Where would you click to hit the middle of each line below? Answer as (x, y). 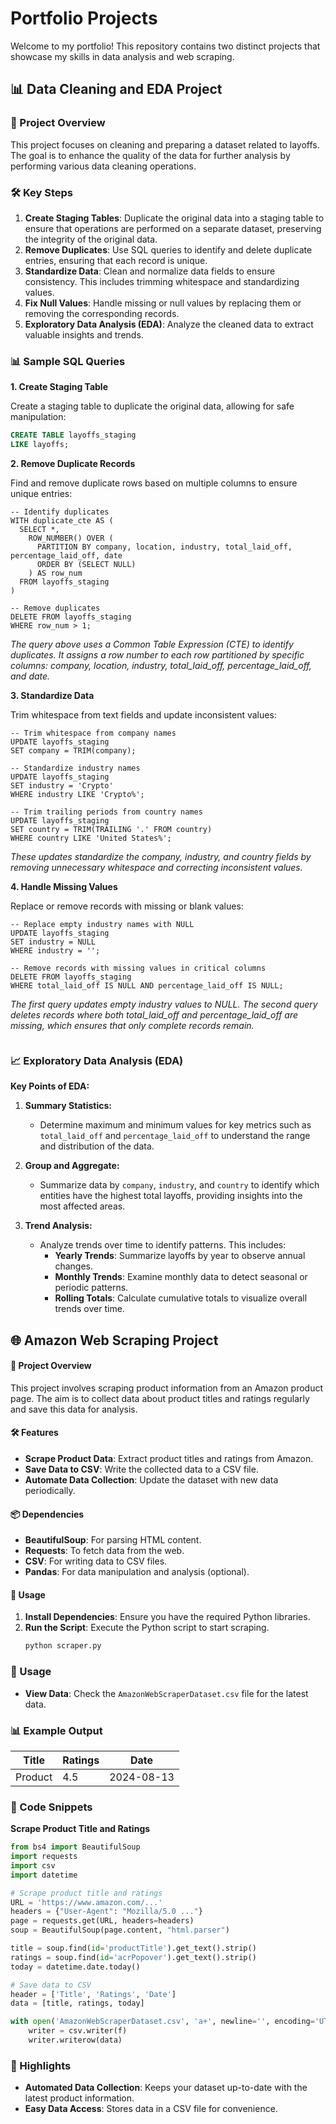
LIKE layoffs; (40, 445)
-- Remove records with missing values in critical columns (138, 968)
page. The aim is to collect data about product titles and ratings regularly (160, 1398)
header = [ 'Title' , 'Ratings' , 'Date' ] (93, 1994)
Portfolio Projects (84, 18)
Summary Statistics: (68, 1106)
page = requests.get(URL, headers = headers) (102, 1921)
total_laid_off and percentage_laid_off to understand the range (175, 1136)
